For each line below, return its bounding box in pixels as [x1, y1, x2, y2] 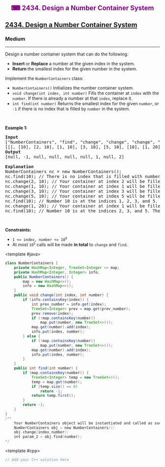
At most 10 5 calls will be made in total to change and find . [12, 242, 128, 248]
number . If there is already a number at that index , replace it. [12, 95, 133, 101]
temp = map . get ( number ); [31, 379, 82, 384]
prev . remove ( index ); [31, 311, 74, 316]
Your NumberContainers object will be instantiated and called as [14, 420, 153, 426]
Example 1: [5, 125, 28, 131]
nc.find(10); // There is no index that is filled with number [5, 174, 161, 179]
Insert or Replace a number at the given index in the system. [12, 61, 135, 67]
